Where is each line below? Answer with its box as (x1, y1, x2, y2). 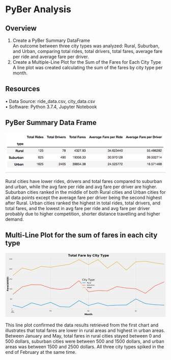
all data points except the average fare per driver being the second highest (5, 194, 162, 200)
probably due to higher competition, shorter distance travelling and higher (5, 211, 160, 217)
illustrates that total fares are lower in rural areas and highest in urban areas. (5, 327, 165, 333)
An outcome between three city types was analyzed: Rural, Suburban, (12, 43, 160, 49)
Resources (5, 85, 40, 93)
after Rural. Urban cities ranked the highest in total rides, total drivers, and (5, 200, 161, 206)
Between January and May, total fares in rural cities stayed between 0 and (5, 333, 161, 339)
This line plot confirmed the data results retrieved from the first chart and (5, 322, 159, 328)
